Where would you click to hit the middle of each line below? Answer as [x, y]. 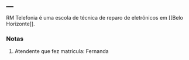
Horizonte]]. [20, 24]
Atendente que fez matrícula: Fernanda [62, 51]
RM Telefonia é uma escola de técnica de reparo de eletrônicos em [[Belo [94, 17]
